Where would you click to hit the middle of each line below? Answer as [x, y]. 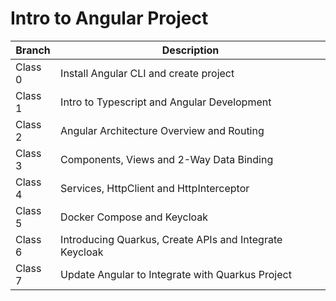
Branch [33, 50]
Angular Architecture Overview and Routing [162, 130]
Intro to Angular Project [109, 18]
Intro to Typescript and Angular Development [166, 102]
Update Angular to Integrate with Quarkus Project [176, 274]
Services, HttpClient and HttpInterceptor [155, 188]
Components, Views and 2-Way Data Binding [167, 159]
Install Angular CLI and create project [147, 73]
